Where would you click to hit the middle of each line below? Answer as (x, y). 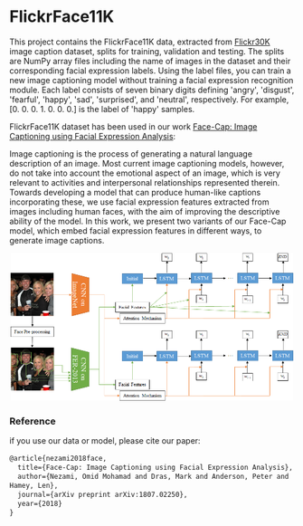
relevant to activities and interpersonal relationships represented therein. (145, 182)
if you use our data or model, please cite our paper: (105, 441)
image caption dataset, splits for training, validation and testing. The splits (147, 51)
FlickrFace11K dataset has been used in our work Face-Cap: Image (133, 126)
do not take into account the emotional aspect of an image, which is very (145, 173)
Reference (33, 421)
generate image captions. (57, 240)
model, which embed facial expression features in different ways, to (136, 230)
